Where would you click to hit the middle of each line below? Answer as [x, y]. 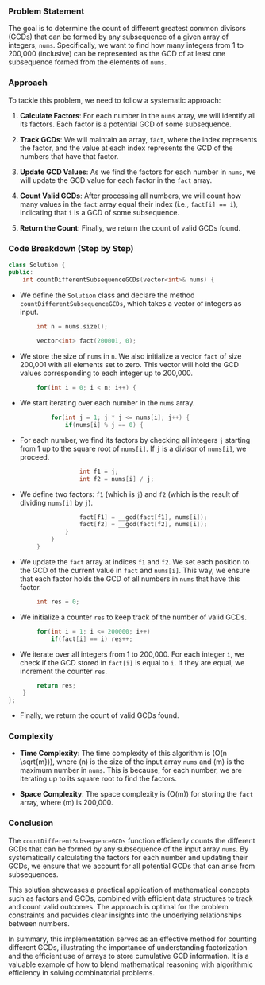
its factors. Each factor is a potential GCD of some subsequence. [125, 124]
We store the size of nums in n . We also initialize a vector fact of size [131, 356]
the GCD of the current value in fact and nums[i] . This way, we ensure [135, 570]
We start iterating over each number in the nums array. [107, 403]
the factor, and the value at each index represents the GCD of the [126, 148]
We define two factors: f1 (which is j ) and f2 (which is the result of [129, 494]
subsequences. [33, 874]
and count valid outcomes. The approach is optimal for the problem [118, 906]
